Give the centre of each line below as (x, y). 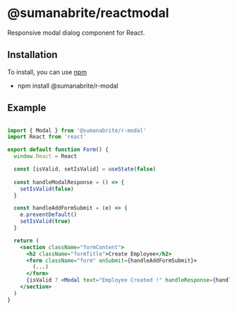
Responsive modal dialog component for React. (76, 33)
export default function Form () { (58, 150)
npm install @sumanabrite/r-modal (68, 86)
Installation (32, 55)
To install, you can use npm (47, 71)
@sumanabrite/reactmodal (88, 13)
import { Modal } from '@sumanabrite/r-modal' (77, 130)
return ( (26, 241)
